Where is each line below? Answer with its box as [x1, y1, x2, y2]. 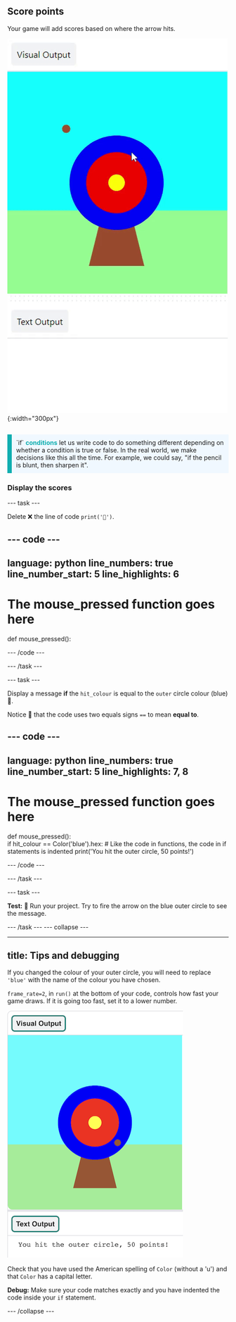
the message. [7, 909, 47, 917]
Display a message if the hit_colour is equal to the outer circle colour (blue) [7, 689, 228, 698]
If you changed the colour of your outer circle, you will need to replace [7, 968, 211, 977]
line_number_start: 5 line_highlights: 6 [7, 568, 180, 580]
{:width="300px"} [7, 414, 59, 422]
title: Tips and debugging [7, 950, 120, 962]
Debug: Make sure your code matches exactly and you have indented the [7, 1286, 220, 1295]
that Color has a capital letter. [7, 1272, 93, 1280]
